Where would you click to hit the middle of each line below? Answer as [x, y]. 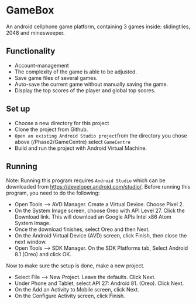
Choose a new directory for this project [62, 123]
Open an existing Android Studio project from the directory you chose [101, 135]
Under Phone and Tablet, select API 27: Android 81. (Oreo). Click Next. [99, 283]
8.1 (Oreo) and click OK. [43, 254]
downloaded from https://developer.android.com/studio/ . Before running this [98, 187]
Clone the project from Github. [51, 129]
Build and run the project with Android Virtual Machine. [81, 148]
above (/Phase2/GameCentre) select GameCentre [72, 142]
